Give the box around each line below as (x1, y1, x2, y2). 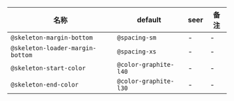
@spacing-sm (117, 34, 157, 41)
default (136, 15, 162, 24)
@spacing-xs (117, 48, 157, 55)
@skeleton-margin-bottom (10, 34, 93, 41)
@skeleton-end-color (10, 81, 79, 88)
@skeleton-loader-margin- (10, 45, 97, 52)
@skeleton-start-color (10, 64, 86, 72)
